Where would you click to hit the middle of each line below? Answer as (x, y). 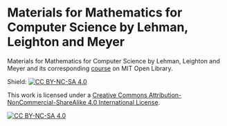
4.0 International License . (124, 102)
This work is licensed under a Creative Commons (77, 95)
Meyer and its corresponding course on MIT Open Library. (90, 68)
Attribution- (165, 95)
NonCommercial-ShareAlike (47, 102)
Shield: (17, 81)
